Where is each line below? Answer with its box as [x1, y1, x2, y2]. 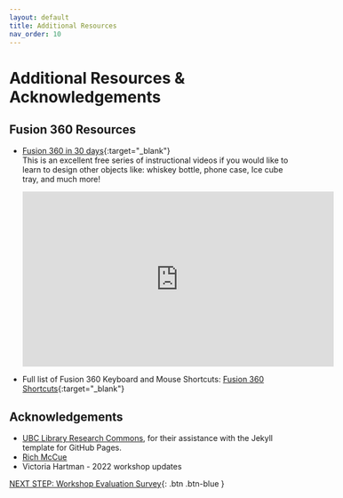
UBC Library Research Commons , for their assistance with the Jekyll [21, 433, 274, 444]
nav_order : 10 [9, 29, 62, 38]
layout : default [9, 12, 69, 22]
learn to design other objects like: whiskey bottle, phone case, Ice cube [21, 165, 283, 175]
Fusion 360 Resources [9, 122, 136, 137]
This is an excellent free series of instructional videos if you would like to [21, 155, 289, 165]
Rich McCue [21, 452, 68, 462]
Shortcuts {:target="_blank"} [21, 383, 125, 394]
